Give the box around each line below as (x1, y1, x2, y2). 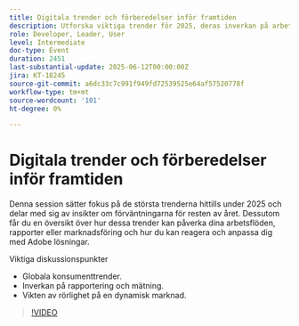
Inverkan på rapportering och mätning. (21, 281, 165, 291)
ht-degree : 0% (9, 104, 62, 113)
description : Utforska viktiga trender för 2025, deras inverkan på (9, 21, 269, 30)
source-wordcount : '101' (9, 95, 101, 105)
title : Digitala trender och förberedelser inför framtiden (9, 12, 238, 22)
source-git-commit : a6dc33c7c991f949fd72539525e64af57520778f (9, 79, 245, 88)
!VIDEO (30, 307, 58, 318)
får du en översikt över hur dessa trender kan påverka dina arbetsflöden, (9, 217, 276, 228)
